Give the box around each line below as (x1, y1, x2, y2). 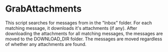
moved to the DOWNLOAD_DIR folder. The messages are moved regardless (5, 36, 162, 42)
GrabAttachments (5, 3, 82, 15)
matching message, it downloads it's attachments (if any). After (5, 25, 138, 31)
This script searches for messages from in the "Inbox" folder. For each (5, 20, 152, 26)
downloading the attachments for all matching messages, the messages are (5, 30, 163, 36)
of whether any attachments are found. (5, 41, 87, 47)
